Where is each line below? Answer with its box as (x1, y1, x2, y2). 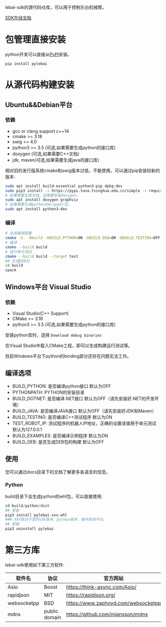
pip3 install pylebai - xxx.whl (5, 513, 68, 517)
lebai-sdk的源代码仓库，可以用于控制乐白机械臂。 (5, 4, 107, 10)
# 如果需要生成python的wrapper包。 (5, 202, 72, 207)
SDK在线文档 (5, 15, 32, 21)
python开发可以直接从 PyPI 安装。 (5, 51, 72, 57)
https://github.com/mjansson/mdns (66, 611, 148, 618)
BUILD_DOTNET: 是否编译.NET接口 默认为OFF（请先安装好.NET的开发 (12, 396, 155, 401)
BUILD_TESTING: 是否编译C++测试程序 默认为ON (12, 414, 113, 420)
